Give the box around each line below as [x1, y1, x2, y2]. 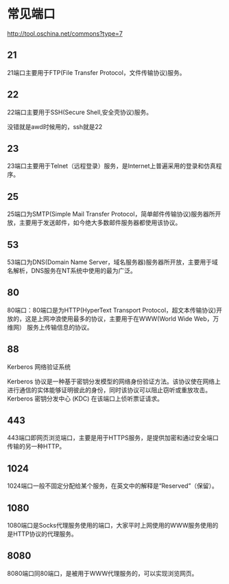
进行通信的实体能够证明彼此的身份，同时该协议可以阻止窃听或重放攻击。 [7, 385, 211, 394]
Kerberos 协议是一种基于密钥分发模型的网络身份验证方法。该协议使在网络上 [7, 377, 221, 385]
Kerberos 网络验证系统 [7, 362, 71, 371]
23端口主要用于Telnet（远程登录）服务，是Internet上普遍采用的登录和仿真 [7, 162, 216, 170]
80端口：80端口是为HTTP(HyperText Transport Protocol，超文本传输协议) [7, 306, 217, 314]
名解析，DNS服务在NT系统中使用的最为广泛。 [7, 267, 137, 275]
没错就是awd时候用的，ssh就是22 [7, 122, 103, 131]
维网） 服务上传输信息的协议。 [7, 323, 93, 331]
